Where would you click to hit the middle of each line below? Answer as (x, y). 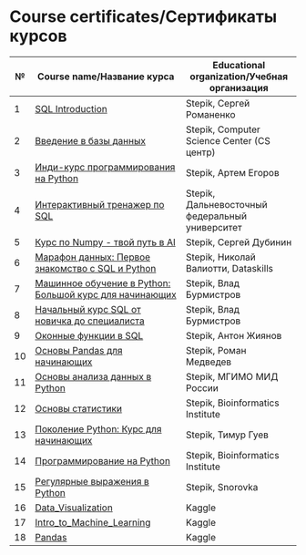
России (202, 387)
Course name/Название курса (106, 77)
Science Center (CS (228, 140)
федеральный (216, 216)
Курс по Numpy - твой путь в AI (105, 242)
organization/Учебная (239, 77)
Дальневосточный (226, 204)
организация (239, 87)
